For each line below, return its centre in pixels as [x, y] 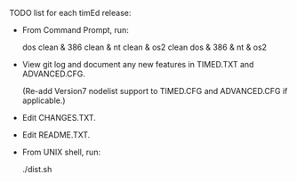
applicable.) [44, 100]
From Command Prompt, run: [75, 30]
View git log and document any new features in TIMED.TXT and [138, 64]
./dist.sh [37, 169]
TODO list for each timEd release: [70, 13]
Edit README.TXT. [56, 135]
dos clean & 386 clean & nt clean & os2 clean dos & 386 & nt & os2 [144, 47]
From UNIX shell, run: [61, 152]
